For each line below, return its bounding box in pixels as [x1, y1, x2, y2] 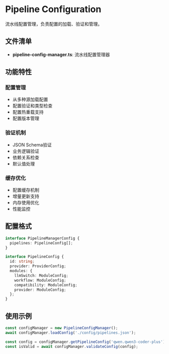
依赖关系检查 [12, 154, 39, 160]
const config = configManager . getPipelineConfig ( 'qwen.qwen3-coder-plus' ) [5, 339, 165, 344]
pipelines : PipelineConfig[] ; [10, 240, 73, 245]
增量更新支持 [12, 193, 39, 199]
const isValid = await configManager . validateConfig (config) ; [5, 344, 138, 349]
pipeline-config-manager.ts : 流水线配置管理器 [12, 52, 110, 58]
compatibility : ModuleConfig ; [14, 282, 78, 287]
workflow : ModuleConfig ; [14, 278, 66, 283]
